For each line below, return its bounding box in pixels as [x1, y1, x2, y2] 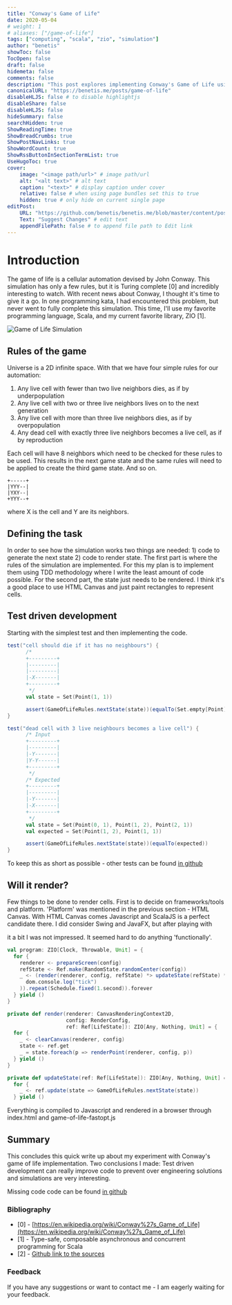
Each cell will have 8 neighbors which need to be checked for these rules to [7, 449, 222, 457]
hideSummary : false [7, 113, 64, 120]
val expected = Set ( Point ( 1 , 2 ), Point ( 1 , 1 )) [25, 828, 162, 834]
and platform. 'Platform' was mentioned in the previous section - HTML [7, 904, 209, 913]
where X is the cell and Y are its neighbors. [7, 508, 129, 516]
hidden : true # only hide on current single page [19, 197, 166, 204]
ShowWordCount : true [7, 145, 67, 152]
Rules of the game [7, 345, 87, 357]
